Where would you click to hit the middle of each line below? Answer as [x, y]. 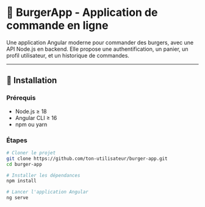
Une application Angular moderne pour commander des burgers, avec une [100, 42]
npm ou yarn [31, 124]
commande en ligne [57, 25]
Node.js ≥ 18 [31, 111]
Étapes [17, 140]
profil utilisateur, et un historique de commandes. [68, 55]
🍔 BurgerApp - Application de [82, 13]
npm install [21, 181]
